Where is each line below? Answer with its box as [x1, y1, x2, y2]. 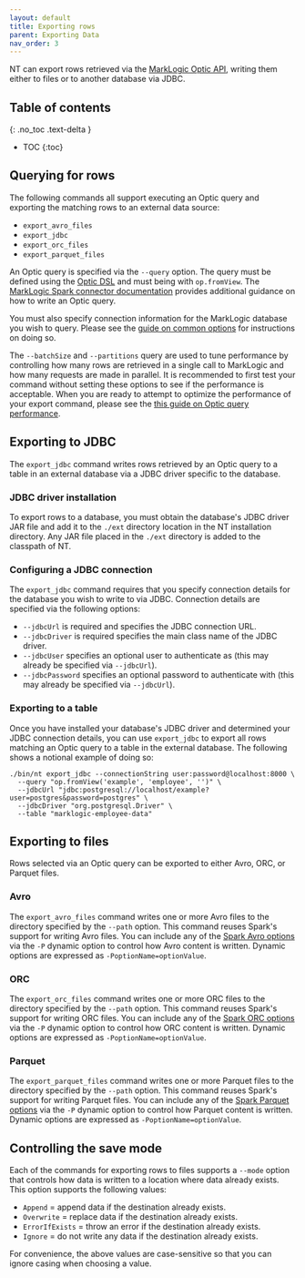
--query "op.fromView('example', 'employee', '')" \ [17, 777, 222, 786]
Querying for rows [9, 168, 116, 183]
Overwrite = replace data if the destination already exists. [22, 1212, 239, 1222]
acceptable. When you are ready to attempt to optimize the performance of [9, 388, 291, 399]
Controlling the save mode [9, 1140, 162, 1156]
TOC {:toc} [22, 142, 64, 153]
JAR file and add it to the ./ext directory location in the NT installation [9, 521, 271, 532]
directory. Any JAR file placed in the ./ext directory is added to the [9, 530, 261, 542]
